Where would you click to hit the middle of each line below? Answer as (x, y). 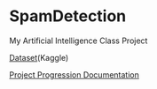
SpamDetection (68, 16)
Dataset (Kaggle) (39, 57)
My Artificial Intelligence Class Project (78, 41)
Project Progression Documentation (74, 74)
